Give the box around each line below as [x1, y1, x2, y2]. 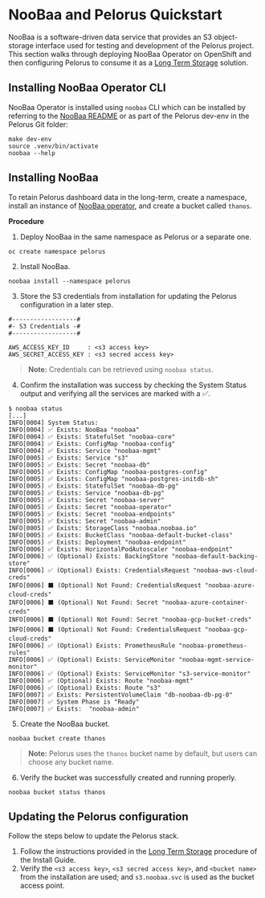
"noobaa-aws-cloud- [192, 566, 259, 574]
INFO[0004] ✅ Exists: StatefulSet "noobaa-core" [8, 432, 176, 441]
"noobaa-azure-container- [161, 598, 249, 606]
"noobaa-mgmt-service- [178, 655, 255, 663]
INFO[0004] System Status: [8, 418, 99, 427]
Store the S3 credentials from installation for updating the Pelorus [19, 291, 237, 300]
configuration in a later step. [19, 300, 114, 309]
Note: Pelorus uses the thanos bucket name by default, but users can [27, 749, 258, 758]
